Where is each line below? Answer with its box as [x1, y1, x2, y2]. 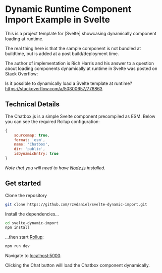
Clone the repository [5, 192, 47, 198]
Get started [5, 179, 41, 188]
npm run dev [5, 244, 30, 249]
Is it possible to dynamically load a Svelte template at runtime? [5, 80, 132, 86]
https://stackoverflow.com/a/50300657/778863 [5, 85, 103, 91]
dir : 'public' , [14, 146, 46, 152]
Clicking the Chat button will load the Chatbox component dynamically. [5, 262, 150, 269]
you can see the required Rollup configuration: [5, 118, 100, 125]
